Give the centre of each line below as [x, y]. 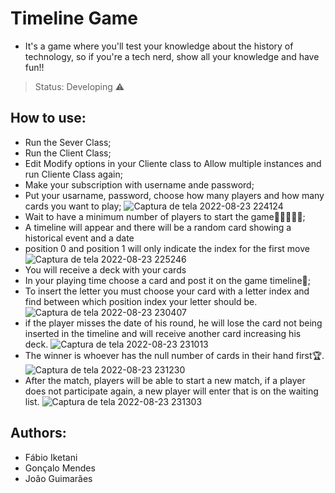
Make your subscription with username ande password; [139, 184]
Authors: [38, 433]
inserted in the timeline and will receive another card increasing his [163, 333]
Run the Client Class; [68, 153]
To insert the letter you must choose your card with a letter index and [167, 291]
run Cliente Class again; [73, 174]
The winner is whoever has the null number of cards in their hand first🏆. [174, 355]
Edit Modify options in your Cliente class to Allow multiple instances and [173, 163]
